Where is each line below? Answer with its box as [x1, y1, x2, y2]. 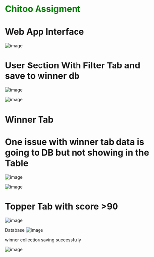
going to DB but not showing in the [5, 147, 149, 158]
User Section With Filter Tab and [5, 60, 141, 71]
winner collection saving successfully [5, 237, 81, 243]
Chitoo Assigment [5, 3, 80, 15]
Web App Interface [5, 26, 84, 38]
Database [5, 227, 25, 233]
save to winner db [5, 70, 80, 82]
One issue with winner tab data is [5, 136, 145, 148]
